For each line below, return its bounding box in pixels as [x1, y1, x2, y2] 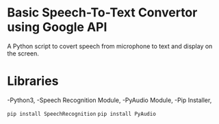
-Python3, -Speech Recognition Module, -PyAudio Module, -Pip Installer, [7, 96, 212, 104]
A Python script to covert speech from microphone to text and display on [7, 42, 213, 50]
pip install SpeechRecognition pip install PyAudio [7, 110, 156, 117]
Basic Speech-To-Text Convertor [7, 5, 198, 21]
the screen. [7, 49, 40, 58]
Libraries [7, 73, 59, 89]
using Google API [7, 19, 107, 35]
